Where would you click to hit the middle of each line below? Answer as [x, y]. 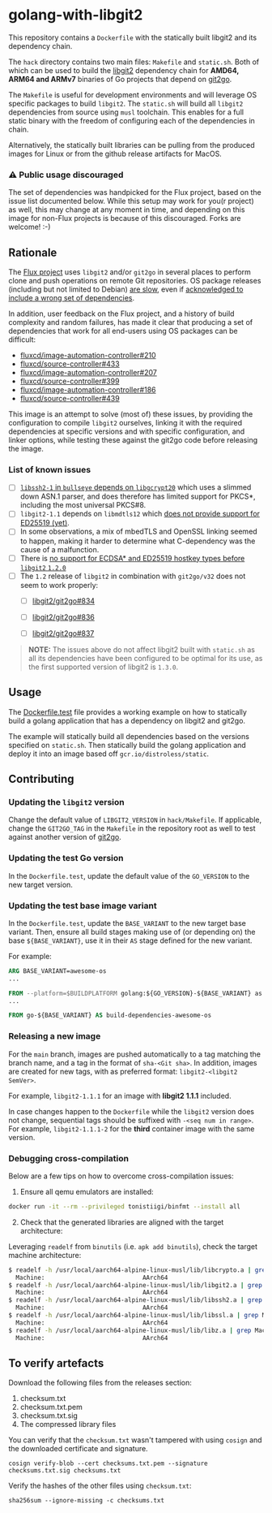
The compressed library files [68, 1424]
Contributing [41, 779]
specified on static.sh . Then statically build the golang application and [127, 745]
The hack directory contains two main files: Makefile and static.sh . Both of [134, 62]
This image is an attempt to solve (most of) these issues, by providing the [131, 414]
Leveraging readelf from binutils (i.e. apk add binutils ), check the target [133, 1246]
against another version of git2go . [65, 837]
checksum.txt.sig [49, 1416]
